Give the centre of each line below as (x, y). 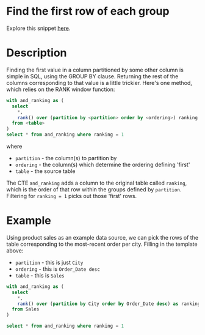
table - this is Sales (40, 275)
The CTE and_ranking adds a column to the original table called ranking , (97, 183)
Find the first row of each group (88, 11)
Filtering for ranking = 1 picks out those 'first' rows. (72, 196)
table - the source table (45, 171)
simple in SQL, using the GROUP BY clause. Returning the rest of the (92, 76)
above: (15, 250)
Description (37, 53)
